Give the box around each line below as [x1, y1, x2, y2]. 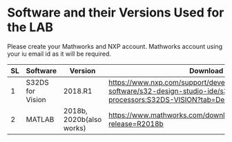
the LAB [7, 19, 54, 35]
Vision [26, 94, 46, 104]
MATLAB [26, 114, 55, 124]
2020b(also [63, 114, 102, 124]
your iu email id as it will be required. [7, 50, 112, 58]
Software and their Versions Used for [7, 5, 224, 21]
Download [189, 65, 224, 75]
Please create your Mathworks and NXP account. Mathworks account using [7, 42, 223, 50]
